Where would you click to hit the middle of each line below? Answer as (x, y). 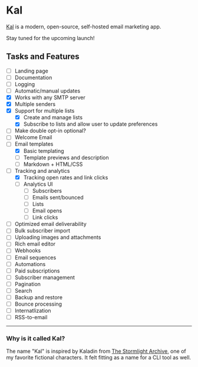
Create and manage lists (53, 117)
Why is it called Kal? (36, 339)
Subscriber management (45, 277)
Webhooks (28, 251)
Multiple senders (35, 104)
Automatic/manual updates (47, 91)
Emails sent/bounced (58, 197)
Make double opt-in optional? (50, 131)
